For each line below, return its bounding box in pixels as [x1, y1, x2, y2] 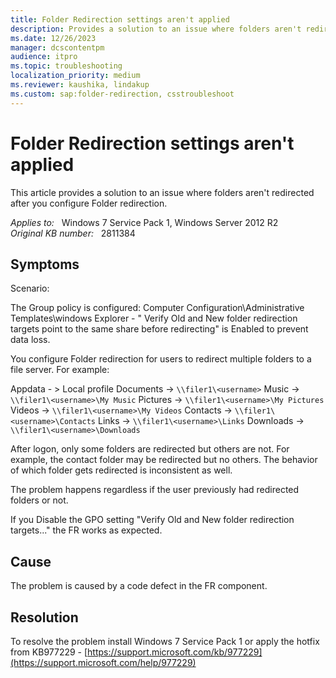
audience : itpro [10, 52, 78, 62]
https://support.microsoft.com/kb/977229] [87, 646, 263, 658]
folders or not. [10, 494, 69, 506]
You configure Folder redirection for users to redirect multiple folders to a [10, 353, 312, 365]
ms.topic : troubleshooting [10, 61, 123, 71]
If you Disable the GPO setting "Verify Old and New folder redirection [10, 514, 295, 526]
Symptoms [10, 256, 80, 273]
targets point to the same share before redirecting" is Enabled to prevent [10, 323, 309, 335]
